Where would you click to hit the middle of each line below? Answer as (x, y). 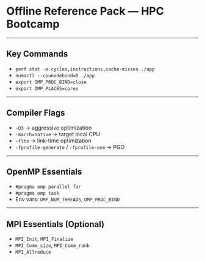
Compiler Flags (36, 113)
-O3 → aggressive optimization (53, 127)
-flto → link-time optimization (53, 141)
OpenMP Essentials (44, 172)
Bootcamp (33, 24)
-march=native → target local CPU (58, 134)
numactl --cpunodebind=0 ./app (55, 75)
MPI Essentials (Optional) (56, 224)
